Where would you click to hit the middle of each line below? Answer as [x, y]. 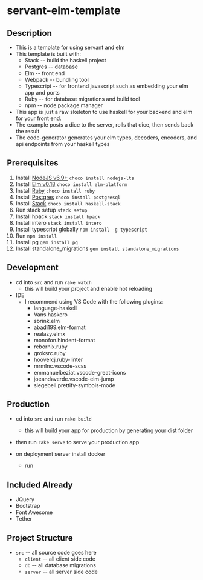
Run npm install [36, 235]
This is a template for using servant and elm [70, 47]
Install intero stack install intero [59, 222]
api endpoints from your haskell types [63, 144]
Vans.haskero [51, 314]
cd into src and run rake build [54, 419]
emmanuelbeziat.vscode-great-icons [80, 372]
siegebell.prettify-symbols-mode [74, 385]
